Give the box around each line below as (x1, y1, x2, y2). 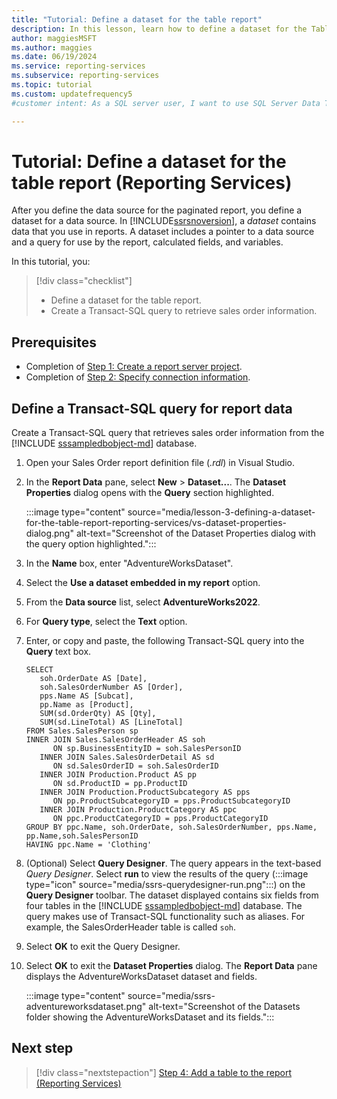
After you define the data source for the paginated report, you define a (11, 204, 303, 216)
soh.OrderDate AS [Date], (39, 674, 148, 684)
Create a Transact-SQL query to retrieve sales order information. (50, 305, 318, 317)
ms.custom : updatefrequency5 (11, 89, 133, 99)
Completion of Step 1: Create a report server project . (25, 361, 243, 373)
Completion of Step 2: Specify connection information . (25, 371, 251, 383)
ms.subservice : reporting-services (11, 71, 160, 81)
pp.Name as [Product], (39, 700, 134, 710)
